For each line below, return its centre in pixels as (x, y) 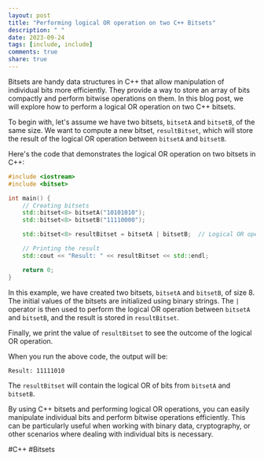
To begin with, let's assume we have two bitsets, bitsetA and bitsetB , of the (132, 122)
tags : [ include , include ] (50, 45)
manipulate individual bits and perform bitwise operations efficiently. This (127, 417)
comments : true (33, 52)
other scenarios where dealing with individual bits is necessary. (111, 434)
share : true (27, 60)
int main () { (29, 198)
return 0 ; (38, 270)
